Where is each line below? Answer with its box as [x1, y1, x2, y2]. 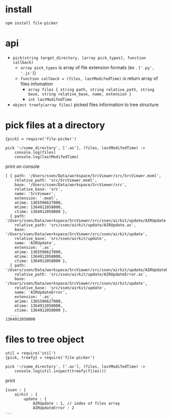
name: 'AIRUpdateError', [14, 289, 68, 295]
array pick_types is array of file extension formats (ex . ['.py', [20, 64, 155, 70]
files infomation [20, 80, 53, 87]
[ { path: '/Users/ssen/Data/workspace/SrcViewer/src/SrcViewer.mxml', [5, 173, 161, 178]
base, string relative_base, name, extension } [28, 91, 132, 97]
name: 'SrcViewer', [14, 191, 56, 196]
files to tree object [5, 334, 84, 345]
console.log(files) [14, 150, 56, 155]
